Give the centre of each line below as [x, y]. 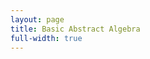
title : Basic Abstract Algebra [75, 29]
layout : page [37, 19]
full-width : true [46, 38]
